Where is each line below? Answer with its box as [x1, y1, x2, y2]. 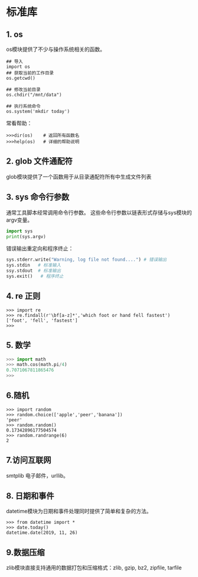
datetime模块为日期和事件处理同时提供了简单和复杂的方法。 [6, 508, 152, 515]
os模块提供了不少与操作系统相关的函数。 [6, 46, 105, 53]
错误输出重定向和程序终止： [6, 245, 74, 252]
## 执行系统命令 [6, 103, 41, 109]
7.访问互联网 [6, 455, 51, 465]
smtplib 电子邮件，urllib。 [6, 472, 69, 479]
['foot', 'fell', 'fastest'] [6, 317, 78, 323]
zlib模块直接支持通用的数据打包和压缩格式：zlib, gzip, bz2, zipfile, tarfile [6, 564, 182, 571]
